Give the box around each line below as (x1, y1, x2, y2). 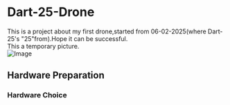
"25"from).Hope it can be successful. (21, 34, 128, 42)
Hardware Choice (7, 90, 67, 100)
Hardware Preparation (7, 70, 105, 81)
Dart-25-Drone (7, 4, 95, 20)
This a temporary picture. (7, 42, 80, 50)
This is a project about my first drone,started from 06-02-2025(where (7, 27, 206, 35)
